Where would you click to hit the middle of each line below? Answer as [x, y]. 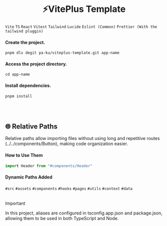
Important [15, 203]
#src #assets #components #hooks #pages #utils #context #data [69, 188]
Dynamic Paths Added [29, 177]
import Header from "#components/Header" [49, 166]
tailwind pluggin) [24, 31]
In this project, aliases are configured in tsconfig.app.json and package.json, [84, 213]
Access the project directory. [36, 64]
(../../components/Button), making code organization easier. [67, 144]
